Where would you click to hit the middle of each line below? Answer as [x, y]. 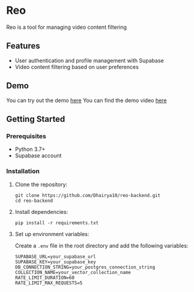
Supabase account [38, 156]
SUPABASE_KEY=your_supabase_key [55, 262]
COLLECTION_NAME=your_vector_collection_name [73, 272]
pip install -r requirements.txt [57, 223]
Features [23, 46]
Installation [23, 171]
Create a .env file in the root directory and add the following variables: [102, 245]
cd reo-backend [34, 201]
